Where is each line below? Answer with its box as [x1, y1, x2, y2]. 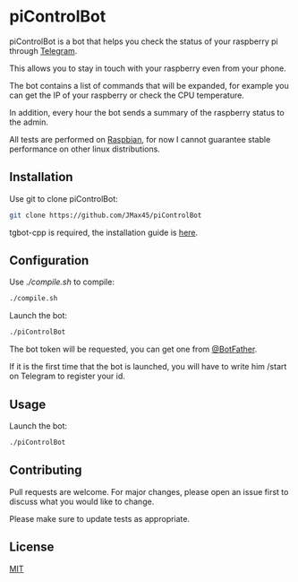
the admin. [9, 117, 49, 127]
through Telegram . [9, 45, 78, 56]
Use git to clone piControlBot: [9, 193, 118, 204]
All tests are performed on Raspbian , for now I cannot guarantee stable [9, 134, 271, 144]
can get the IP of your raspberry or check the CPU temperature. [9, 90, 244, 100]
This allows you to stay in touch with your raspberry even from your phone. [9, 63, 286, 74]
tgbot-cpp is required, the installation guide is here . [9, 227, 199, 238]
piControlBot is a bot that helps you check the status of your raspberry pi [9, 36, 279, 47]
